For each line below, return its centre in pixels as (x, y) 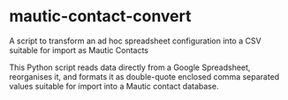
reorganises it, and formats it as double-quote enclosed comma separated (144, 76)
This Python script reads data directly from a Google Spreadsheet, (130, 67)
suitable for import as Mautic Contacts (79, 50)
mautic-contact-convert (100, 16)
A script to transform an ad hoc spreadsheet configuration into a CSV (136, 41)
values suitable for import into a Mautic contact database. (114, 86)
